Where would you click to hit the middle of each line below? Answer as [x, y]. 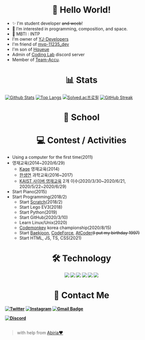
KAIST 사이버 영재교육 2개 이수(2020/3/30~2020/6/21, [72, 181]
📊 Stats [81, 80]
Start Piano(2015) [29, 192]
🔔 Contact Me [81, 295]
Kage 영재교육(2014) [39, 169]
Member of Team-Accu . [36, 60]
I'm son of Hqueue [31, 49]
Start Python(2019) [38, 212]
